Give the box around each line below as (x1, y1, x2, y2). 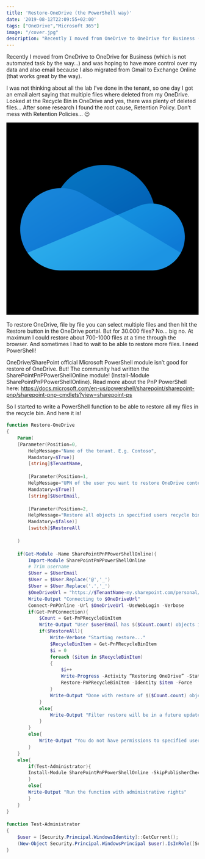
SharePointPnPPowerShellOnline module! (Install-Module (6, 372, 149, 379)
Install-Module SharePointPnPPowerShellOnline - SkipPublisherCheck (28, 770, 203, 776)
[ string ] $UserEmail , (28, 493, 81, 499)
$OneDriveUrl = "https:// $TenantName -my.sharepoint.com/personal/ (28, 589, 201, 595)
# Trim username (28, 564, 70, 570)
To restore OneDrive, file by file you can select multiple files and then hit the (6, 321, 197, 328)
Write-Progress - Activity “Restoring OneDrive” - (60, 673, 190, 680)
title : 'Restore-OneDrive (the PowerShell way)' (6, 10, 132, 16)
